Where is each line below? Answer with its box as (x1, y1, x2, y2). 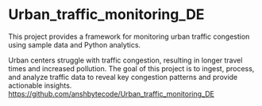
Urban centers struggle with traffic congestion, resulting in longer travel (8, 55, 243, 65)
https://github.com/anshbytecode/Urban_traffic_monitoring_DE (8, 89, 214, 98)
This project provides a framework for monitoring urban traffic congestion (8, 32, 250, 41)
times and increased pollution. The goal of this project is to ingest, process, (8, 63, 255, 73)
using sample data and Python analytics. (8, 40, 141, 49)
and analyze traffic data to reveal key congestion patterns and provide (8, 72, 238, 81)
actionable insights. (8, 81, 72, 90)
